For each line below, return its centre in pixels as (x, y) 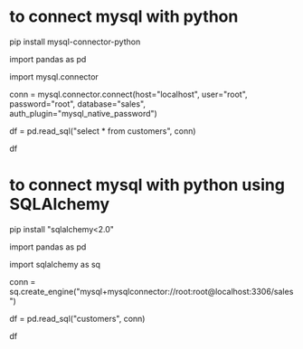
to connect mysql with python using (147, 185)
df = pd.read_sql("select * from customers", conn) (103, 131)
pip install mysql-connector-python (75, 42)
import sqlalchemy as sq (55, 264)
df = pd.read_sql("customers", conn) (77, 318)
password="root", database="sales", (78, 104)
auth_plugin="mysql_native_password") (84, 113)
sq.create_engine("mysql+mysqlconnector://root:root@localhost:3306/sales (151, 291)
